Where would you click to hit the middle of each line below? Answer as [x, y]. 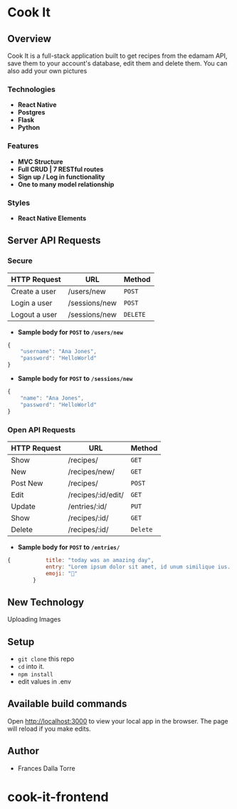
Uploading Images [34, 620]
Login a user [32, 303]
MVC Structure [40, 162]
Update [23, 506]
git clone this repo [46, 659]
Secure [20, 261]
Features [23, 146]
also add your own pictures [47, 71]
